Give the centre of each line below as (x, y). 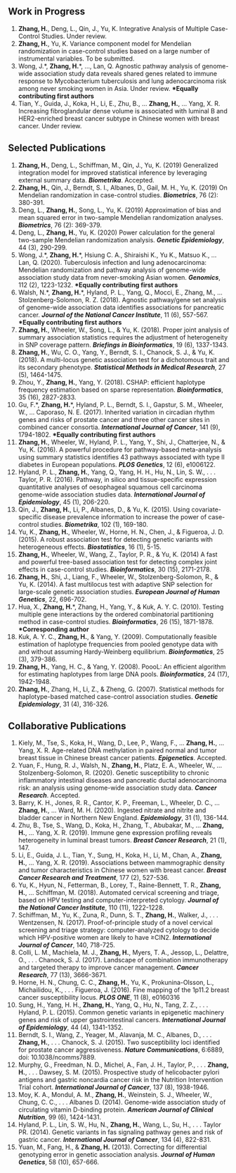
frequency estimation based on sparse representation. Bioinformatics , (120, 390)
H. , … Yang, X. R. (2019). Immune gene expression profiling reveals (115, 833)
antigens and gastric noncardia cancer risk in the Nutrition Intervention (120, 1080)
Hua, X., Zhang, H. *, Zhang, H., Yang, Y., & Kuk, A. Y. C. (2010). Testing (121, 607)
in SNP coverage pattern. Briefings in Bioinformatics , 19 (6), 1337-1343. (123, 345)
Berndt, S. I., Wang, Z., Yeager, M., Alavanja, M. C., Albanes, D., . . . (115, 1035)
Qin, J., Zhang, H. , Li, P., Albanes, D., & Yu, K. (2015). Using (104, 509)
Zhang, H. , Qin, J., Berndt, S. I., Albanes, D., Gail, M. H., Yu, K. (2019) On (123, 187)
